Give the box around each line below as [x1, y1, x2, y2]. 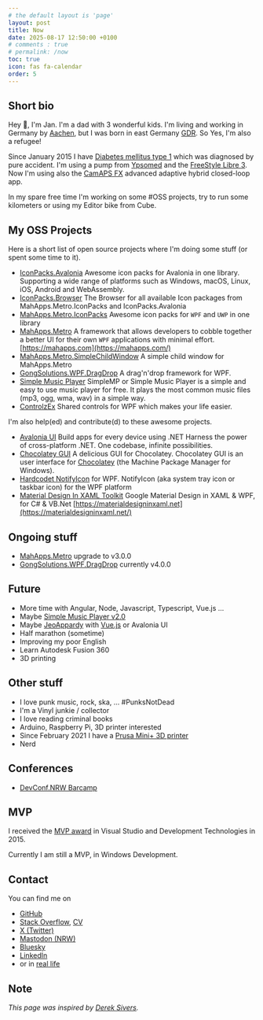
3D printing [19, 653, 57, 663]
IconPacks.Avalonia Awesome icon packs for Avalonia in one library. [19, 268, 240, 278]
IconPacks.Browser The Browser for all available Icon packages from [19, 293, 243, 303]
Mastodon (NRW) [19, 934, 76, 944]
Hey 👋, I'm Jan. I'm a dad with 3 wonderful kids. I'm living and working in [8, 120, 243, 130]
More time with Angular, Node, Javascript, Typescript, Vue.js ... [19, 603, 225, 612]
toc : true [8, 56, 41, 64]
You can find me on [8, 894, 71, 904]
